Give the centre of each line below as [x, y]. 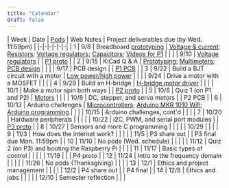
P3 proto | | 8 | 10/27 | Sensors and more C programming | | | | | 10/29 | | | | [113, 126]
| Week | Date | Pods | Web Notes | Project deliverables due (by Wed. [105, 39]
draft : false [26, 20]
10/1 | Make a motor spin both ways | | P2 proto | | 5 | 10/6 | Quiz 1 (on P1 [109, 90]
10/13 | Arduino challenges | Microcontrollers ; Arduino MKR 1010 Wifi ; [105, 105]
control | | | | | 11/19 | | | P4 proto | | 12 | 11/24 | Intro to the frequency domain [114, 155]
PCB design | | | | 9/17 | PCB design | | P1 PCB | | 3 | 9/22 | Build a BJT [106, 68]
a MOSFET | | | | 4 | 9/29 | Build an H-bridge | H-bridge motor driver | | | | [110, 83]
